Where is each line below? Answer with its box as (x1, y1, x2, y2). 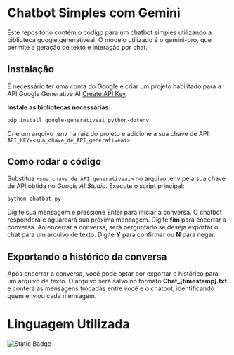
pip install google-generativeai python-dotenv (7, 116, 150, 123)
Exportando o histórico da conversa (7, 250, 167, 262)
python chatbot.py (7, 195, 61, 203)
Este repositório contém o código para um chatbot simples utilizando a (7, 28, 212, 36)
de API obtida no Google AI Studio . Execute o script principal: (7, 182, 185, 190)
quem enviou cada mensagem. (7, 292, 97, 300)
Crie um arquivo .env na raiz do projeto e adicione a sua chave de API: (7, 129, 211, 138)
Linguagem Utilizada (7, 316, 130, 333)
